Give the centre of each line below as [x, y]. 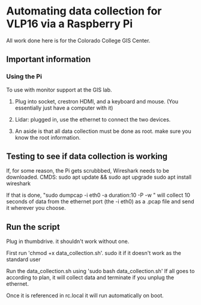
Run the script [33, 227]
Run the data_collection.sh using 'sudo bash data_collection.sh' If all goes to [100, 271]
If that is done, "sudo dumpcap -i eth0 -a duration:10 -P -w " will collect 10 [98, 195]
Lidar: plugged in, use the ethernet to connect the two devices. [93, 119]
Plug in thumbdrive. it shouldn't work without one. [68, 241]
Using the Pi [24, 76]
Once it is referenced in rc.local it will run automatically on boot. [85, 295]
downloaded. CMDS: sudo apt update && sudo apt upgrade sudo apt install [99, 177]
